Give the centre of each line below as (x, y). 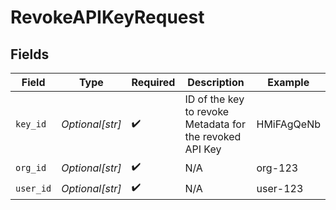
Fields (30, 54)
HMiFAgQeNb (288, 124)
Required (153, 82)
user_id (33, 188)
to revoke (207, 111)
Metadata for (215, 124)
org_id (31, 167)
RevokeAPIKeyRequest (107, 17)
